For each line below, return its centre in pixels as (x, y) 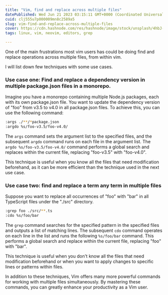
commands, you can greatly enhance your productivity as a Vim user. (77, 287)
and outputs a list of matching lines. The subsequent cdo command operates (84, 230)
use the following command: (34, 113)
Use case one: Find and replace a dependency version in (75, 80)
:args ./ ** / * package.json (32, 122)
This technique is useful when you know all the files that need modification (82, 162)
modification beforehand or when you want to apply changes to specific (79, 261)
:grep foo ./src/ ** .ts (29, 211)
